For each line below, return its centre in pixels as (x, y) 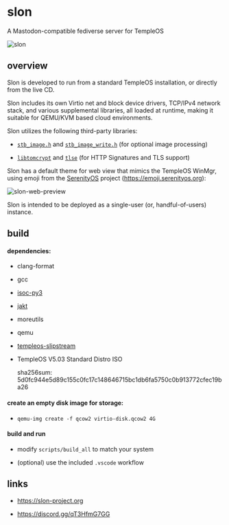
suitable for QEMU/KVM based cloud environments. (80, 117)
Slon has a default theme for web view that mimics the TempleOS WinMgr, (112, 171)
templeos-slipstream (46, 346)
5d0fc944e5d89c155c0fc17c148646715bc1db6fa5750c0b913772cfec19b (119, 380)
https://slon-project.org (50, 500)
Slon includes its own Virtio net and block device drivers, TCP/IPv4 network (114, 103)
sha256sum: (35, 373)
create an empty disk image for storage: (65, 403)
